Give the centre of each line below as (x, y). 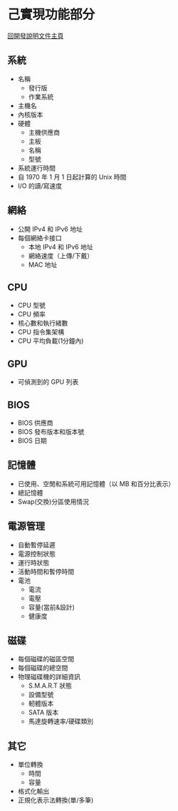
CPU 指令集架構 (41, 332)
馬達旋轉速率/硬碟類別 (61, 721)
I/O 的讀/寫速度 (40, 185)
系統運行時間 (36, 167)
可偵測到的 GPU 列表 (48, 382)
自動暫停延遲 (36, 544)
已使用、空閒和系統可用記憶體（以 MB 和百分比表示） (96, 484)
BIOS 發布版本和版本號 (51, 432)
